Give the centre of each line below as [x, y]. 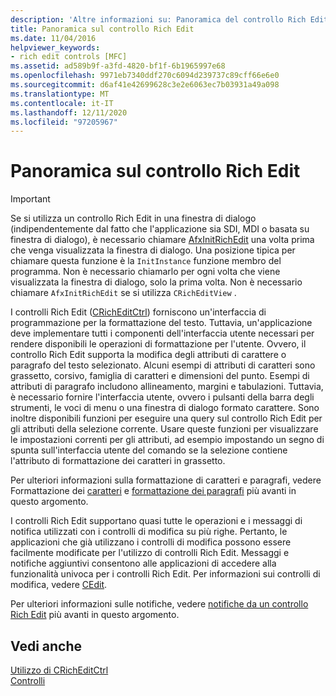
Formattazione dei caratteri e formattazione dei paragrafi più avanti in [153, 491]
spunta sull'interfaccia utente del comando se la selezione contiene [149, 450]
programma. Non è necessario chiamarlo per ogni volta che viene [145, 272]
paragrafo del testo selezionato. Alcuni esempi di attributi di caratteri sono [163, 365]
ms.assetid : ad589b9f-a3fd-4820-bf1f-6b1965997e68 [118, 66]
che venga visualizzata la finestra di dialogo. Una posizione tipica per [153, 250]
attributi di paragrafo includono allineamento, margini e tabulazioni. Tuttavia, [167, 387]
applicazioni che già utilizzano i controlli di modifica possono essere [151, 542]
